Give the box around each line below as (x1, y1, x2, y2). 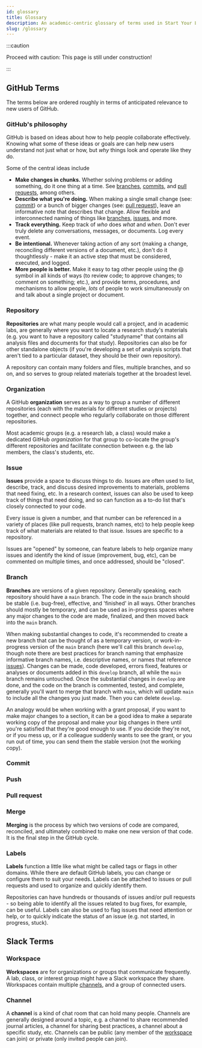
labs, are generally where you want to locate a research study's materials (6, 326, 188, 334)
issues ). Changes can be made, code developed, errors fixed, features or (6, 662, 188, 669)
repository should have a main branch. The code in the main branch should (6, 593, 190, 600)
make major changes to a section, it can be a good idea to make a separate (6, 712, 192, 719)
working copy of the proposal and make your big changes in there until (6, 719, 182, 726)
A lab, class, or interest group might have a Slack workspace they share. (6, 975, 185, 982)
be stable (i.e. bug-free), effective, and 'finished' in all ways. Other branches (6, 599, 195, 607)
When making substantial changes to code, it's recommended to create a (6, 630, 188, 637)
